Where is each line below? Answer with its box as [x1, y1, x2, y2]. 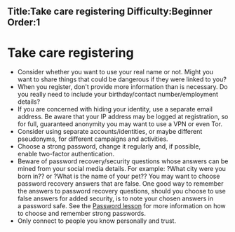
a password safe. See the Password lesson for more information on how [17, 202, 226, 210]
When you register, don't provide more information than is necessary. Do [17, 83, 228, 91]
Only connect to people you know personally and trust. [17, 217, 177, 225]
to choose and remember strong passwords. [17, 210, 146, 218]
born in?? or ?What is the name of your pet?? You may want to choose [17, 172, 220, 181]
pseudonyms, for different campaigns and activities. [17, 135, 168, 143]
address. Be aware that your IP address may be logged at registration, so [17, 112, 229, 121]
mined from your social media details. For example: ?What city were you [17, 165, 227, 173]
